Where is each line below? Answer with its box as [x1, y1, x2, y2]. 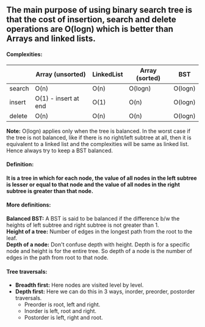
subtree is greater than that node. [6, 187, 93, 194]
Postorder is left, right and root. [24, 314, 103, 321]
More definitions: [6, 201, 51, 208]
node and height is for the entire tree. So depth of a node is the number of [6, 248, 192, 254]
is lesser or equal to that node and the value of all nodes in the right [6, 180, 180, 188]
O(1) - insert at [35, 94, 79, 103]
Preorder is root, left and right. [24, 301, 101, 308]
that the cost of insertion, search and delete [6, 15, 177, 25]
